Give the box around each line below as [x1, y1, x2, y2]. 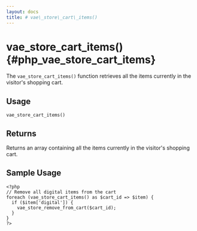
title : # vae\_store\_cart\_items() [6, 14, 98, 20]
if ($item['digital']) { [11, 199, 74, 205]
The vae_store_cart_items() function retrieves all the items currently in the [6, 72, 192, 80]
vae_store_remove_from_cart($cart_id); [17, 205, 117, 211]
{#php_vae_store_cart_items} [6, 53, 156, 66]
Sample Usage [6, 168, 62, 178]
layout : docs [6, 8, 39, 15]
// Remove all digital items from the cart [6, 189, 117, 195]
